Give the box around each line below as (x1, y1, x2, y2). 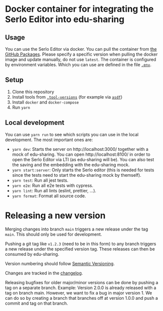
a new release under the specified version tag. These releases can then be (5, 246, 155, 252)
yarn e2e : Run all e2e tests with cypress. (12, 182, 93, 188)
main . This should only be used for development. (5, 231, 102, 237)
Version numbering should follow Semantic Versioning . (5, 260, 115, 267)
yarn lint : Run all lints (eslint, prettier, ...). (12, 187, 96, 193)
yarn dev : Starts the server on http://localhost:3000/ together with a (12, 146, 148, 152)
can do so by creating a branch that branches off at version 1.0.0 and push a (5, 295, 158, 301)
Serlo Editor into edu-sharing (5, 14, 125, 25)
